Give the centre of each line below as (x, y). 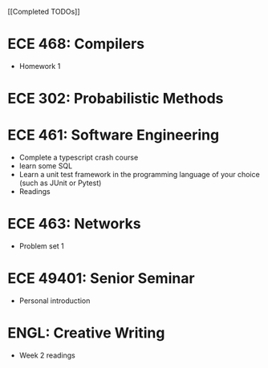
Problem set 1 (42, 246)
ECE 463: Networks (74, 224)
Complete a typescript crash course (79, 158)
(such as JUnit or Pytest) (60, 183)
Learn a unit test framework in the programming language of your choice (139, 175)
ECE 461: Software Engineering (114, 135)
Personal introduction (55, 301)
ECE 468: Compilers (76, 44)
